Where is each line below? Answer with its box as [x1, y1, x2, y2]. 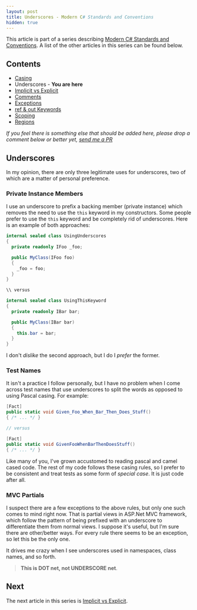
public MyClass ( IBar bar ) [11, 319, 75, 325]
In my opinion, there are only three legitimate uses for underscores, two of [6, 169, 186, 175]
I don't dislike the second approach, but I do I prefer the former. [6, 352, 160, 359]
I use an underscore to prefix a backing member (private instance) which [6, 203, 183, 210]
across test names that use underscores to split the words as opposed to [6, 386, 183, 393]
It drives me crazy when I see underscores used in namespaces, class [6, 546, 176, 554]
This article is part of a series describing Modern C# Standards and [6, 36, 169, 43]
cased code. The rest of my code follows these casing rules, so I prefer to [6, 464, 185, 471]
